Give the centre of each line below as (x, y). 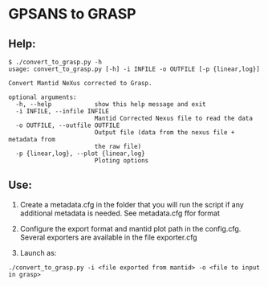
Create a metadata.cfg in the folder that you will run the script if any (132, 204)
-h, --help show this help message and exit (111, 105)
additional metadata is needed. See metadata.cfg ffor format (120, 213)
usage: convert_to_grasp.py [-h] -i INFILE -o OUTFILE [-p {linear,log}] (134, 69)
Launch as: (38, 252)
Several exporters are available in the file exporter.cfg (109, 237)
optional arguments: (43, 97)
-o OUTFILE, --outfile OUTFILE (68, 125)
